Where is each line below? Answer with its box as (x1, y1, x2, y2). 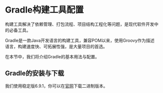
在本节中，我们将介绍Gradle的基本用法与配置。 (5, 53, 100, 59)
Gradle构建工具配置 (5, 4, 84, 15)
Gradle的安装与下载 (5, 69, 64, 78)
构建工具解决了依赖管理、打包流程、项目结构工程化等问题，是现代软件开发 (5, 21, 154, 27)
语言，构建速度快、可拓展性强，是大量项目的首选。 (5, 43, 108, 49)
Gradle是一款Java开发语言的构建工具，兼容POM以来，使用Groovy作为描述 (5, 37, 155, 43)
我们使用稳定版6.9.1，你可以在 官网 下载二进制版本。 (5, 83, 108, 89)
